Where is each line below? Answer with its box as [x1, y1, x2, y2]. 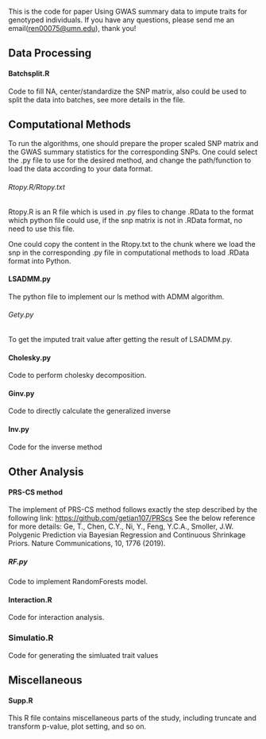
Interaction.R [8, 595, 52, 604]
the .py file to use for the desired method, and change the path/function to [8, 156, 252, 165]
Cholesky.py [8, 352, 52, 362]
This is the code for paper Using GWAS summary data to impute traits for [8, 7, 248, 16]
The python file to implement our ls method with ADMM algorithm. [8, 291, 225, 301]
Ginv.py [8, 388, 35, 398]
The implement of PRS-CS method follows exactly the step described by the [8, 505, 258, 514]
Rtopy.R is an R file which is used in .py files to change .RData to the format [8, 206, 254, 217]
